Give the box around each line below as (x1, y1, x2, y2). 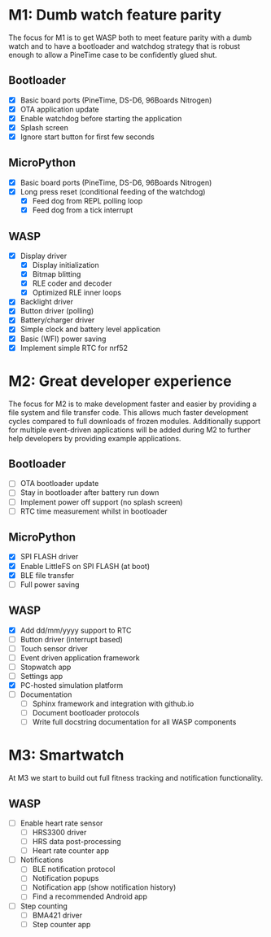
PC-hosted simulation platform (20, 680, 124, 690)
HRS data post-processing (32, 837, 122, 847)
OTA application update (20, 104, 99, 114)
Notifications (20, 855, 63, 865)
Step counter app (32, 919, 91, 929)
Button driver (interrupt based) (20, 634, 124, 644)
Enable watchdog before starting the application (20, 113, 182, 123)
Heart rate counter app (32, 846, 110, 856)
